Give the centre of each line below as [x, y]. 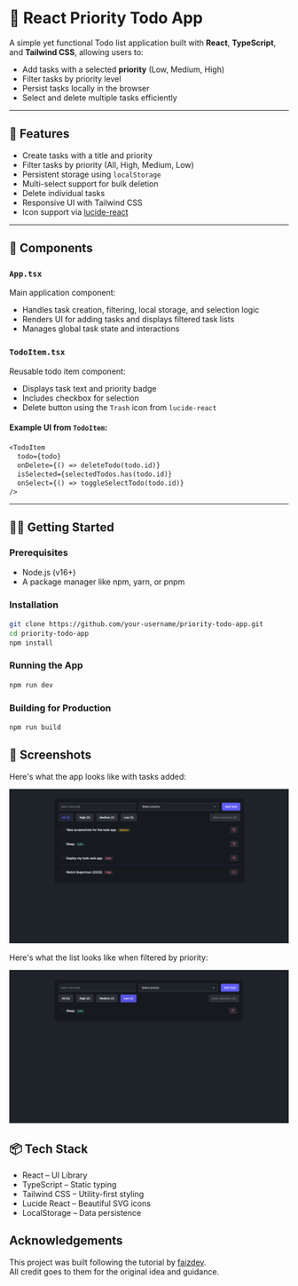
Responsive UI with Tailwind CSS [82, 202]
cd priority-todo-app [49, 633]
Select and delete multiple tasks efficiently [99, 98]
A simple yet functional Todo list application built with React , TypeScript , [143, 43]
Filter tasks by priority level [71, 78]
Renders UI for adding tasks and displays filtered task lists [128, 320]
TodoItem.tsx [37, 353]
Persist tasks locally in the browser [86, 88]
